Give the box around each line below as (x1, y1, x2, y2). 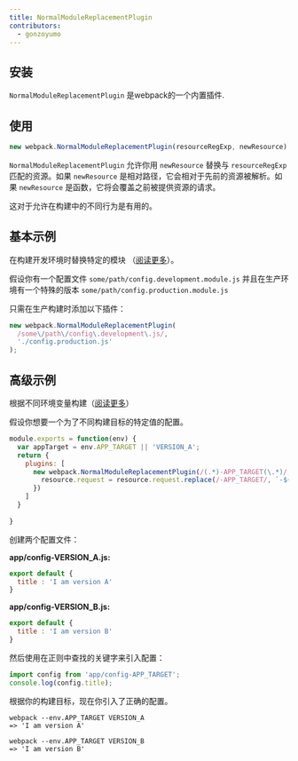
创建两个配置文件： (9, 534, 80, 544)
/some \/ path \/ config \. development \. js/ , (17, 329, 169, 338)
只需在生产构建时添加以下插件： (9, 303, 126, 313)
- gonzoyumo (17, 29, 62, 38)
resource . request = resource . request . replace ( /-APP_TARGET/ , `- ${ (41, 476, 292, 485)
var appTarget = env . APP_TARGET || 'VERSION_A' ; (17, 442, 200, 451)
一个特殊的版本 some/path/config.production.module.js (24, 284, 229, 295)
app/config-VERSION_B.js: (9, 601, 111, 613)
